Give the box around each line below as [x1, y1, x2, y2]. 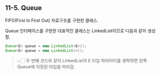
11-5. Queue [5, 4, 42, 12]
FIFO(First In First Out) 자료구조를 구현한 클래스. [5, 17, 99, 23]
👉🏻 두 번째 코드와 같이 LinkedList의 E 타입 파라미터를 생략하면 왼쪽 [17, 57, 147, 63]
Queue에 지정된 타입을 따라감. [17, 63, 76, 70]
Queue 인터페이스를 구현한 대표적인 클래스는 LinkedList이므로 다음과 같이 [5, 28, 147, 34]
